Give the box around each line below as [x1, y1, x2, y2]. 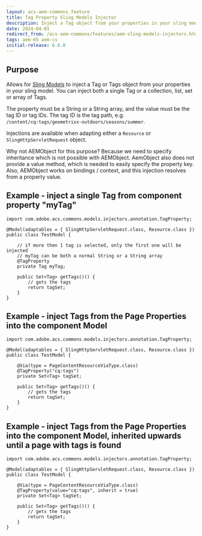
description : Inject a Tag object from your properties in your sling [6, 20, 187, 26]
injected [6, 247, 28, 253]
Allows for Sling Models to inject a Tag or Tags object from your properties [6, 81, 191, 88]
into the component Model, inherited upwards [6, 431, 182, 441]
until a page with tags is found [6, 440, 121, 450]
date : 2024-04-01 [6, 25, 50, 32]
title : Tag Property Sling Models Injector [6, 14, 117, 20]
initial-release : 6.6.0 [6, 43, 66, 49]
